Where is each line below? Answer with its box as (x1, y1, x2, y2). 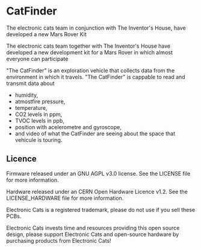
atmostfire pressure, (14, 98, 66, 105)
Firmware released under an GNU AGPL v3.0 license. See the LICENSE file (6, 170, 191, 177)
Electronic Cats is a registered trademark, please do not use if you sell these (6, 206, 196, 213)
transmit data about (6, 80, 55, 87)
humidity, (14, 91, 39, 98)
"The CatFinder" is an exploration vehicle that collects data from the (6, 66, 175, 74)
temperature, (14, 104, 48, 111)
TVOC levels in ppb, (14, 117, 64, 124)
